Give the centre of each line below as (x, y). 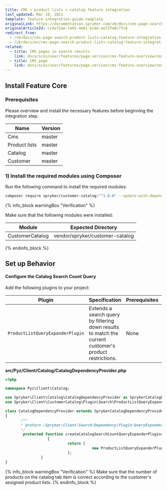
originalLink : (20, 24)
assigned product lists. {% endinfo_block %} (51, 482)
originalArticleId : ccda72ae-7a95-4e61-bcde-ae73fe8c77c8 (66, 28)
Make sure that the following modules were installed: (59, 215)
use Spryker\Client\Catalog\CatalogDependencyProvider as (66, 398)
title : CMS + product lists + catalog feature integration (68, 10)
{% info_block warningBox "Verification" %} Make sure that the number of (81, 472)
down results (104, 327)
